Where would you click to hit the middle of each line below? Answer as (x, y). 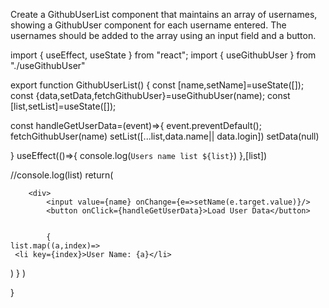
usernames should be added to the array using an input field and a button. (163, 35)
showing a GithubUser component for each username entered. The (148, 25)
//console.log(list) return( (62, 175)
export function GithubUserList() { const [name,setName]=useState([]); (157, 85)
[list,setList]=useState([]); (63, 106)
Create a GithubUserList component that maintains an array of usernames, (164, 14)
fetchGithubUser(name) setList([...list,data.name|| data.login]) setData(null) (165, 136)
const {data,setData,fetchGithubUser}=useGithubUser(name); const (150, 95)
